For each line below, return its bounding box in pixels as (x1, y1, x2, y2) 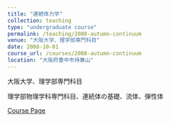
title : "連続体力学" (7, 10, 63, 18)
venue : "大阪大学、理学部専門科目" (7, 37, 100, 44)
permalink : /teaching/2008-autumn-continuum (7, 30, 142, 38)
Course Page (7, 106, 46, 114)
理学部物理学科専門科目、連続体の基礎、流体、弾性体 (7, 91, 164, 100)
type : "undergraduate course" (7, 23, 98, 30)
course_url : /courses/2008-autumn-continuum (7, 50, 142, 57)
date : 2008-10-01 (7, 43, 59, 50)
